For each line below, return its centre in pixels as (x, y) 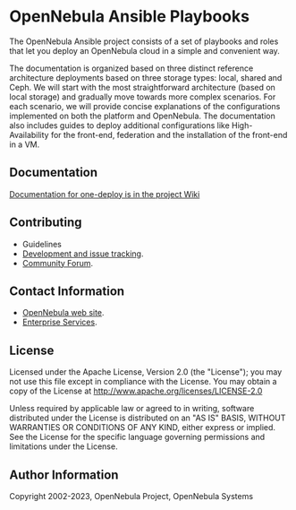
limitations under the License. (63, 446)
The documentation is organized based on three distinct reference (131, 68)
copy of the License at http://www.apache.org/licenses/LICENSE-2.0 (136, 391)
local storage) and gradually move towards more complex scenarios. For (143, 97)
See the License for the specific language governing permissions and (137, 437)
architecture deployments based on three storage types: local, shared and (146, 77)
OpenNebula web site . (63, 313)
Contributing (46, 223)
